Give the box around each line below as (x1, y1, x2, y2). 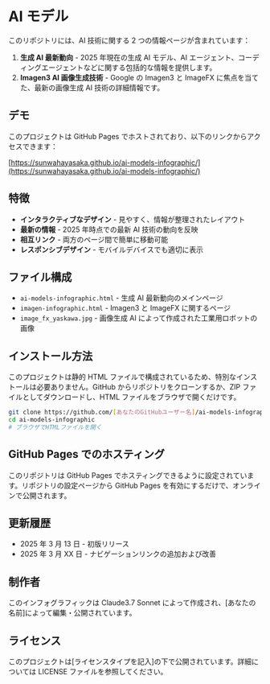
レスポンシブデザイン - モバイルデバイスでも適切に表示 (19, 245, 203, 254)
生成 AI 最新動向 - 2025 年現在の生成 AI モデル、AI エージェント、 (19, 52, 239, 62)
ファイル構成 (8, 270, 72, 284)
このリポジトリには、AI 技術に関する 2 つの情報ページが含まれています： (8, 35, 251, 45)
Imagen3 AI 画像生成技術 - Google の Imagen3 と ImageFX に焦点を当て (19, 72, 259, 82)
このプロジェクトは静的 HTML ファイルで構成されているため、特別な (8, 372, 237, 382)
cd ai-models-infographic (8, 416, 95, 424)
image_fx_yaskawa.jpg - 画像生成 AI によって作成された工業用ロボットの (19, 313, 258, 323)
